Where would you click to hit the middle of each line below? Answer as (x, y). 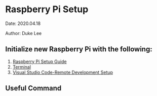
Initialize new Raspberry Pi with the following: (79, 49)
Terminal (22, 67)
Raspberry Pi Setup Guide (40, 61)
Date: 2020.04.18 (23, 23)
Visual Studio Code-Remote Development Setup (63, 72)
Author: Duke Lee (24, 33)
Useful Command (33, 88)
